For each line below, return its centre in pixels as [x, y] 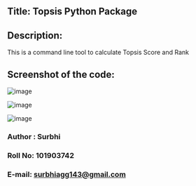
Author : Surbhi [34, 136]
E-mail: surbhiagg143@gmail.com [66, 174]
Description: [35, 35]
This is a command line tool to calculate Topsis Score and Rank [98, 53]
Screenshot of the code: [61, 74]
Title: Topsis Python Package [72, 12]
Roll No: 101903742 [41, 155]
